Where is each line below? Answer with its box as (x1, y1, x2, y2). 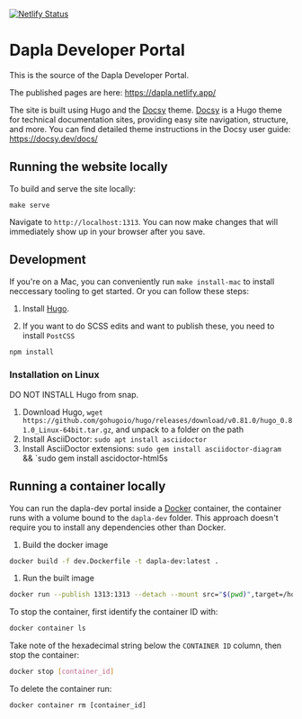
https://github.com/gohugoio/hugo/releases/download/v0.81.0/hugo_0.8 (22, 416, 293, 425)
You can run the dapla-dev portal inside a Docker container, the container (9, 502, 281, 513)
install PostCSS (22, 329, 75, 341)
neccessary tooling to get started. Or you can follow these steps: (9, 285, 250, 296)
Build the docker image (22, 539, 109, 550)
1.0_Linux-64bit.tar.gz (22, 426, 112, 435)
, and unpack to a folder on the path (111, 424, 244, 435)
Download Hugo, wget (22, 406, 103, 418)
